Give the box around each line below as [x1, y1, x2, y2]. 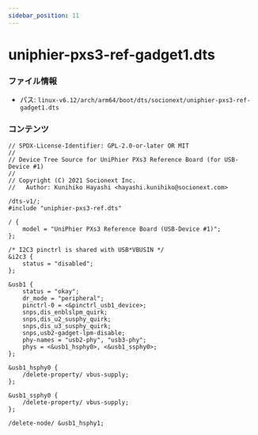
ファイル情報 [8, 75, 58, 86]
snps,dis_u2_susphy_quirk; [22, 315, 112, 323]
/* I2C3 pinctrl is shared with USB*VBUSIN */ [8, 246, 165, 254]
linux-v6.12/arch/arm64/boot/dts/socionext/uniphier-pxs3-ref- [37, 97, 251, 105]
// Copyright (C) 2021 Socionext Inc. [8, 177, 136, 185]
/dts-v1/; [8, 197, 41, 206]
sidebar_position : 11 [8, 11, 80, 20]
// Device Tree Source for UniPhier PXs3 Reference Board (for [8, 156, 222, 164]
